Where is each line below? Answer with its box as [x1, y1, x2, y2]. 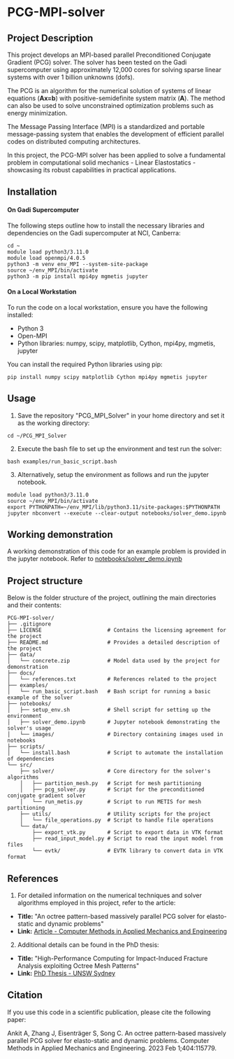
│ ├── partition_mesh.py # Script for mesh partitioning [20, 780, 201, 787]
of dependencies [7, 756, 54, 763]
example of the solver [7, 694, 73, 701]
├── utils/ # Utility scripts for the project [20, 810, 211, 818]
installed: [7, 310, 34, 319]
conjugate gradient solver [7, 792, 86, 799]
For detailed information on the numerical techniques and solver [17, 891, 203, 900]
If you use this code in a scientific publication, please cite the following [7, 1008, 211, 1016]
